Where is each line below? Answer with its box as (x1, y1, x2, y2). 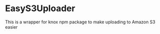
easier (5, 24, 18, 30)
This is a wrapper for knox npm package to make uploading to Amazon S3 (5, 19, 156, 25)
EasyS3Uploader (5, 3, 75, 14)
